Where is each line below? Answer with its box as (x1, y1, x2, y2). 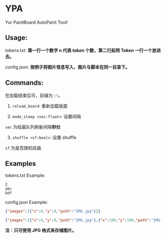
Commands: (5, 79, 44, 87)
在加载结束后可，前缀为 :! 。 (5, 92, 63, 98)
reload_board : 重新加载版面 (12, 103, 68, 109)
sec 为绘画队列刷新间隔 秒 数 (5, 124, 61, 130)
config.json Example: (5, 199, 48, 205)
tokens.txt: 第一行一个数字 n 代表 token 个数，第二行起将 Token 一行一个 (5, 47, 152, 53)
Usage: (5, 34, 28, 42)
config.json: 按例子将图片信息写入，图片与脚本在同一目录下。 (5, 64, 130, 70)
